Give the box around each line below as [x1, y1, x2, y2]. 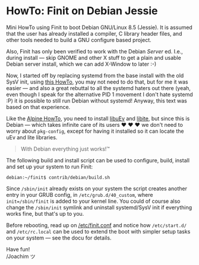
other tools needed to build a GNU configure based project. [6, 36, 151, 43]
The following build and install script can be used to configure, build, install [6, 157, 190, 164]
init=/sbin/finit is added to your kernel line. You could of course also [6, 197, 181, 205]
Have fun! [6, 245, 30, 253]
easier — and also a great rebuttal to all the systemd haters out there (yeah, [6, 84, 191, 91]
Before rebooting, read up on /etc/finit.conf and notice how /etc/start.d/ [6, 221, 187, 229]
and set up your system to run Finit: [6, 163, 93, 170]
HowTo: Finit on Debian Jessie [6, 4, 159, 18]
